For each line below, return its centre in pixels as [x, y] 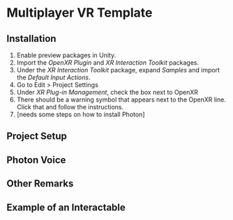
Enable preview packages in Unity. [66, 55]
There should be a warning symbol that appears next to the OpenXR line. [121, 100]
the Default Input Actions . [53, 77]
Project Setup [37, 136]
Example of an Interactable [66, 207]
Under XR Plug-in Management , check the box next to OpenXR [107, 92]
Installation [31, 39]
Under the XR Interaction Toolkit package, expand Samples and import [118, 70]
